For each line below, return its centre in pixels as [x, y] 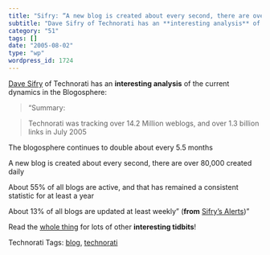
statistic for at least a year [51, 195]
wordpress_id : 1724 [41, 61]
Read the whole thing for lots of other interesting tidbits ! [102, 227]
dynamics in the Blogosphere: [57, 92]
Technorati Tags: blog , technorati [63, 242]
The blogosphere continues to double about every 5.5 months [110, 147]
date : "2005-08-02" [41, 46]
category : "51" [34, 31]
